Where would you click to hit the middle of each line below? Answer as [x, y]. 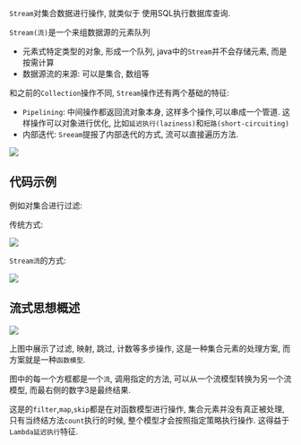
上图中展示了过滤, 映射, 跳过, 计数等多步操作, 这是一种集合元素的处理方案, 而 [150, 348]
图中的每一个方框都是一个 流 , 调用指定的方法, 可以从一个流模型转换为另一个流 [150, 379]
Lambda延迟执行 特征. [44, 431]
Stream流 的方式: [38, 260]
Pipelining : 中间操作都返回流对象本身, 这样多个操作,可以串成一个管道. [151, 112]
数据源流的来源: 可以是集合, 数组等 [86, 74]
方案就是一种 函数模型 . [47, 359]
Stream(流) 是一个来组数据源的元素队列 [80, 32]
